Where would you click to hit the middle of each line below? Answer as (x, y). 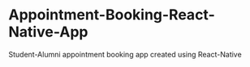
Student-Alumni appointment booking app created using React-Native (125, 54)
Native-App (48, 32)
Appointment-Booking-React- (112, 15)
